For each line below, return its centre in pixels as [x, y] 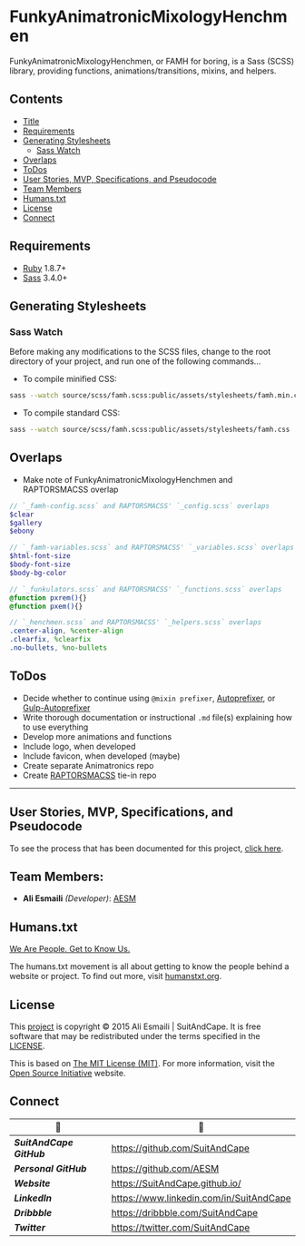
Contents [36, 99]
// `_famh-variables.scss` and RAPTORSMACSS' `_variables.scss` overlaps [152, 548]
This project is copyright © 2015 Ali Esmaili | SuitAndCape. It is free [135, 1026]
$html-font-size [40, 556]
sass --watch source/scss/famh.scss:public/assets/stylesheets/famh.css [150, 430]
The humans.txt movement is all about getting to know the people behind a [149, 966]
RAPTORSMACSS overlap [70, 489]
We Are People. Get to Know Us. [70, 949]
